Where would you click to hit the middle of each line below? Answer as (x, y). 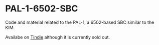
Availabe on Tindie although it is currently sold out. (58, 37)
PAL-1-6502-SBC (42, 9)
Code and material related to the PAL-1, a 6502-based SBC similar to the (80, 22)
